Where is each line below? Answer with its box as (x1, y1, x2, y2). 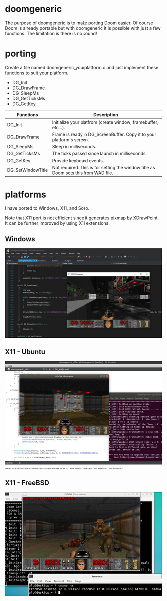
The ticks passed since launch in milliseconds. (52, 151, 147, 157)
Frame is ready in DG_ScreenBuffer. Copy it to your (52, 131, 157, 137)
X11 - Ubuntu (5, 347, 46, 356)
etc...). (52, 124, 66, 130)
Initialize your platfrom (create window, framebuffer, (52, 119, 159, 125)
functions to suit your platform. (5, 70, 69, 76)
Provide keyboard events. (52, 157, 104, 163)
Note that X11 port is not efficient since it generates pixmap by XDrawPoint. (5, 215, 159, 221)
